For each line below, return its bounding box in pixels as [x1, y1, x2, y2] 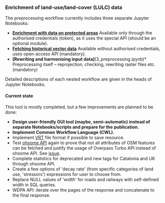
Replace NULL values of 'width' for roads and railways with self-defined [12, 176, 159, 182]
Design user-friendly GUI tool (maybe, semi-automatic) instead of [12, 119, 151, 124]
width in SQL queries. [12, 182, 56, 188]
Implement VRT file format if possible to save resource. [12, 134, 124, 140]
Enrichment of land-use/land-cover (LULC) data [5, 4, 123, 11]
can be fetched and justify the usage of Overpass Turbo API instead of [12, 145, 157, 151]
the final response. [12, 192, 51, 198]
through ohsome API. [12, 161, 56, 166]
